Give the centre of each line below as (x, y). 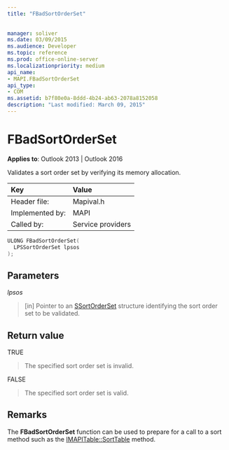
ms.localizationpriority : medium (56, 66)
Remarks (27, 415)
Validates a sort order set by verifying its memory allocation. (94, 172)
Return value (36, 336)
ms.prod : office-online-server (53, 59)
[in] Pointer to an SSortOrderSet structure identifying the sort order (121, 306)
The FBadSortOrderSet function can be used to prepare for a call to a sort (114, 432)
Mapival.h (89, 202)
